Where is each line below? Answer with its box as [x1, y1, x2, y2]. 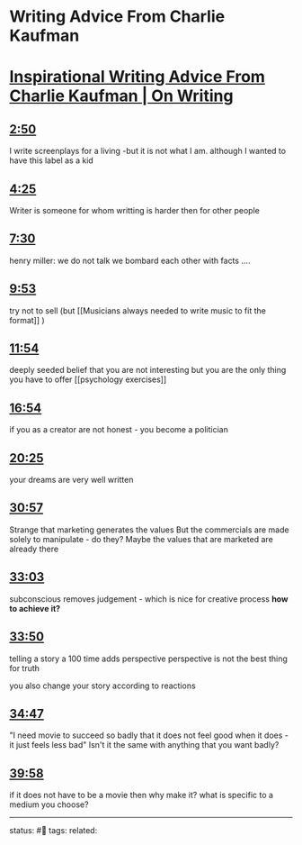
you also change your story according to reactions [9, 680, 196, 691]
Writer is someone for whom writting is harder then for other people [9, 205, 261, 215]
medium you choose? [9, 799, 89, 810]
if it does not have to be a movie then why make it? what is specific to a [9, 790, 274, 801]
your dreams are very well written [9, 475, 134, 486]
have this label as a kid [9, 155, 94, 166]
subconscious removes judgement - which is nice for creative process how [9, 593, 289, 604]
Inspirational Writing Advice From [9, 67, 265, 87]
